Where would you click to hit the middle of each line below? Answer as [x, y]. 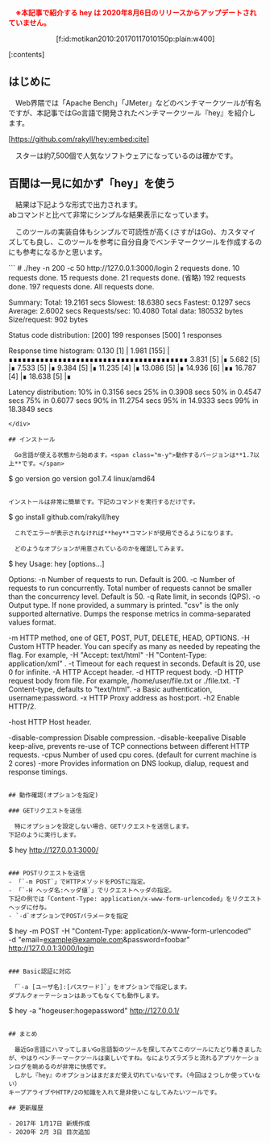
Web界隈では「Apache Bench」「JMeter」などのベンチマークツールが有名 [138, 102]
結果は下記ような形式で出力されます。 [79, 204]
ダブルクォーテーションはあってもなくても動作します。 [85, 995]
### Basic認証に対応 [39, 971]
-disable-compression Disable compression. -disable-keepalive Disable [127, 738]
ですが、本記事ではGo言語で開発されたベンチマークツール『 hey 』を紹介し [132, 113]
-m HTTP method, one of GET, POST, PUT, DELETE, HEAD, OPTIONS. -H [129, 638]
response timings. [38, 771]
